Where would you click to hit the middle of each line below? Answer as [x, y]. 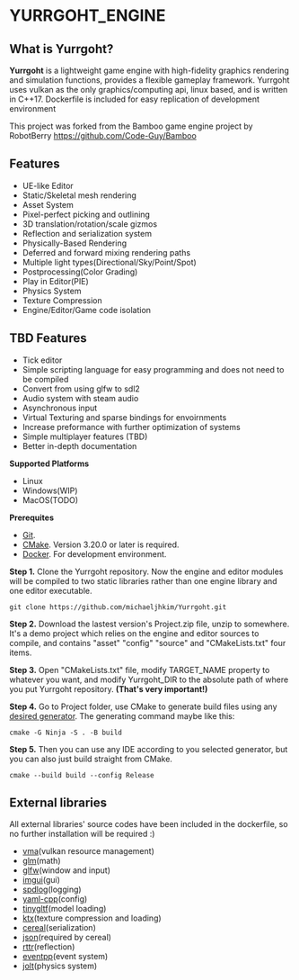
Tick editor [42, 360]
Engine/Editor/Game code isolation [86, 310]
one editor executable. [51, 590]
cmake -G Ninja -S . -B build [66, 733]
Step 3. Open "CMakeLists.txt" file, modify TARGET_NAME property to [140, 670]
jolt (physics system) [60, 966]
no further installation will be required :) [82, 834]
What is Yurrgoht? [62, 49]
